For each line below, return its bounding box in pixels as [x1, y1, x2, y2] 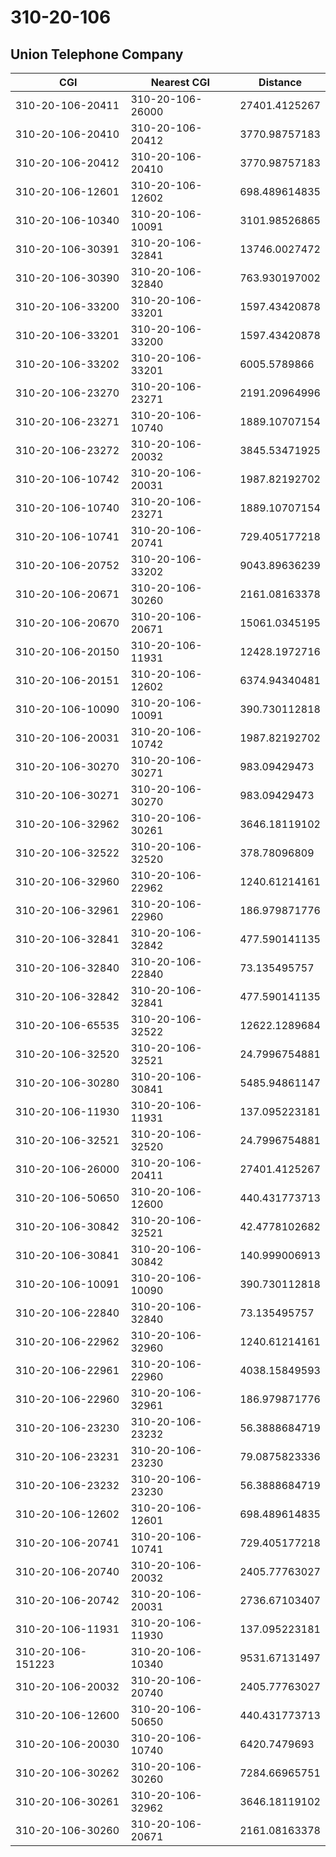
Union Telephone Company [10, 46, 184, 63]
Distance [258, 76, 303, 89]
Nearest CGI [150, 76, 210, 89]
